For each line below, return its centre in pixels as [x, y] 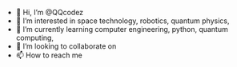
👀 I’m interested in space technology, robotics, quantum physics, [123, 21]
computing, [35, 37]
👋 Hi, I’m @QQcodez [50, 12]
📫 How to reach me [49, 55]
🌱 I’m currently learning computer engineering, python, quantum [122, 29]
